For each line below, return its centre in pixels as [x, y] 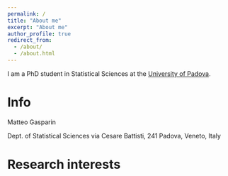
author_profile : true [39, 34]
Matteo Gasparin [32, 122]
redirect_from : [30, 40]
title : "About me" [34, 21]
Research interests [64, 165]
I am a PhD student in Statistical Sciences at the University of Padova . [109, 73]
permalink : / [27, 14]
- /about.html [34, 54]
